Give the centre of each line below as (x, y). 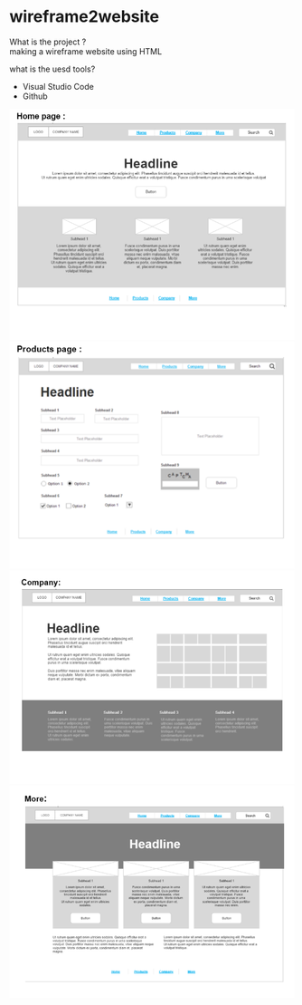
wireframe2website (85, 17)
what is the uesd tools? (52, 69)
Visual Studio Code (58, 86)
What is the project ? (48, 42)
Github (35, 96)
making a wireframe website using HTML (86, 51)
